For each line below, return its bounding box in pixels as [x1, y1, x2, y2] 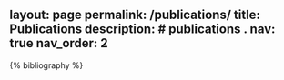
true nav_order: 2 [9, 35, 109, 51]
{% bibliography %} [9, 59, 84, 71]
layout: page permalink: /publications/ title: [9, 7, 261, 23]
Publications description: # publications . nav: [9, 22, 276, 37]
